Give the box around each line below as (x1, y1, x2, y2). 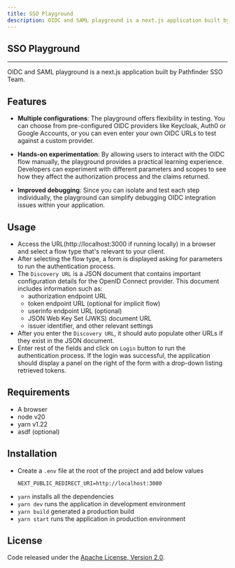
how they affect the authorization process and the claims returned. (17, 172, 210, 181)
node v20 (17, 413, 45, 421)
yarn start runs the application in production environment (17, 514, 186, 522)
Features (7, 95, 47, 107)
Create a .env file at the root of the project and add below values (17, 466, 204, 475)
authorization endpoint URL (27, 291, 107, 300)
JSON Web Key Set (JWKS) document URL (27, 314, 152, 322)
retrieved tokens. (17, 366, 66, 375)
